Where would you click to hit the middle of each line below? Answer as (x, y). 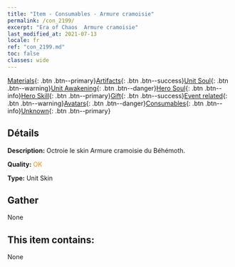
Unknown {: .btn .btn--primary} (66, 110)
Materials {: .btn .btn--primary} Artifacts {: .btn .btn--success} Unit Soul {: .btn (118, 80)
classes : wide (28, 61)
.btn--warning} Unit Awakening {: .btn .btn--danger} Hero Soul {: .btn (105, 88)
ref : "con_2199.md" (36, 47)
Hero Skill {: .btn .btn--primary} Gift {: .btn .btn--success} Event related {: (124, 95)
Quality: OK (25, 164)
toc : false (23, 54)
